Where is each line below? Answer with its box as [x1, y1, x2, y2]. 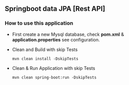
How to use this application [5, 20, 74, 27]
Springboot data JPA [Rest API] [5, 5, 105, 13]
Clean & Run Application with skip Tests [12, 65, 95, 71]
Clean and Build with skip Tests [12, 46, 78, 53]
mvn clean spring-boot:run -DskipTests [12, 75, 97, 80]
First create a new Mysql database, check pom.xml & [12, 31, 124, 37]
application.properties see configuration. [12, 36, 100, 42]
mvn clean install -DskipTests [12, 56, 79, 61]
